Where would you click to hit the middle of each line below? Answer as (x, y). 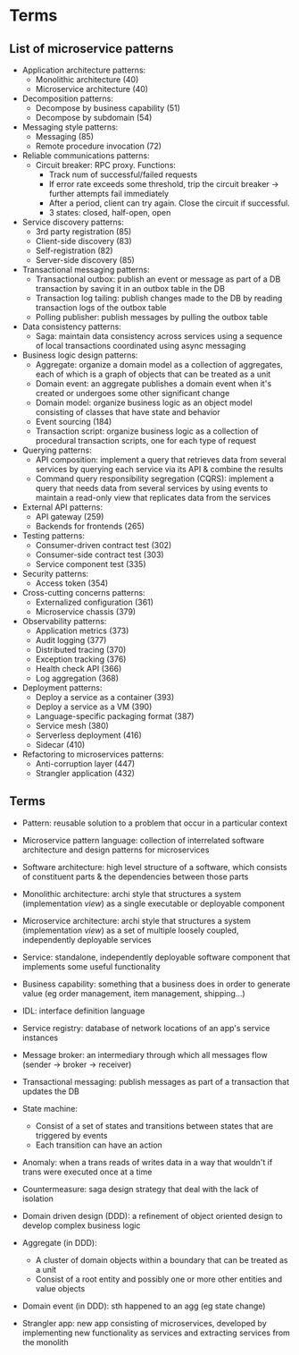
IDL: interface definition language (83, 1011)
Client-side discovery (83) (83, 241)
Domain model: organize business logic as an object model (144, 402)
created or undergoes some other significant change (133, 393)
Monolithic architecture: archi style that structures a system (132, 893)
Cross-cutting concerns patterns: (83, 593)
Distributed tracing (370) (81, 650)
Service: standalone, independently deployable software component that (156, 957)
